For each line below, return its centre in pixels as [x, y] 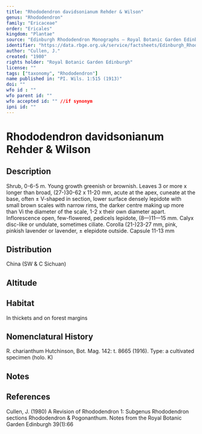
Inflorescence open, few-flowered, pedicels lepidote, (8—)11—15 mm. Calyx [100, 218]
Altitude [22, 283]
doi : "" [16, 85]
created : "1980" [26, 57]
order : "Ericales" [29, 29]
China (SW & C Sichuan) [36, 264]
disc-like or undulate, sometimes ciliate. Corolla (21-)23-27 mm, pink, [92, 224]
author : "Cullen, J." [33, 51]
